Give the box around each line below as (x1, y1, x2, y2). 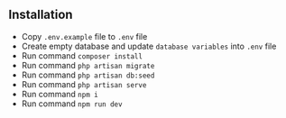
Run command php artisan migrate (21, 59, 155, 70)
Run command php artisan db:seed (21, 69, 155, 80)
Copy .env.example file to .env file (21, 31, 148, 41)
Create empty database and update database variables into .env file (21, 41, 277, 51)
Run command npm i (21, 88, 98, 99)
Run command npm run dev (21, 98, 123, 109)
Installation (8, 7, 73, 23)
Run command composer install (21, 50, 143, 61)
